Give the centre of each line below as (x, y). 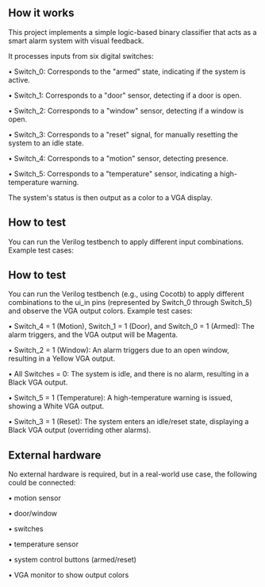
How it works (41, 13)
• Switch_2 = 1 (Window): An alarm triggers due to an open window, (119, 350)
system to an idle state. (46, 143)
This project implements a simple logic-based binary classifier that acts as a (132, 32)
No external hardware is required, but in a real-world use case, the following (133, 474)
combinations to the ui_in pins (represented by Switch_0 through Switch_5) (130, 303)
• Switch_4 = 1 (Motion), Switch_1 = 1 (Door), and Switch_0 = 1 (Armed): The (132, 326)
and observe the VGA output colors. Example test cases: (100, 311)
